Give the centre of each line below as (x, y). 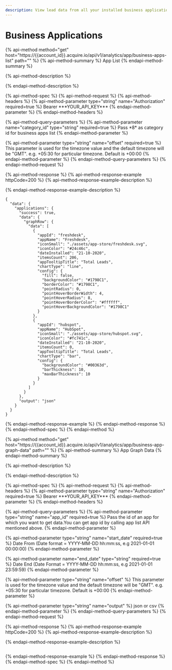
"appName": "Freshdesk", (64, 239)
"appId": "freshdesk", (62, 235)
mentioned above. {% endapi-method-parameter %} (61, 528)
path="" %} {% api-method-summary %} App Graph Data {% (97, 450)
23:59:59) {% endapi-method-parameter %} (52, 570)
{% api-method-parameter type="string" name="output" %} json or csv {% (85, 605)
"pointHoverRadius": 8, (67, 298)
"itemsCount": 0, (56, 347)
